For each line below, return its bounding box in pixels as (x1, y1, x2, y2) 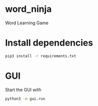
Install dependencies (5, 37, 93, 49)
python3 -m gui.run (5, 96, 46, 101)
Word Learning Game (5, 20, 49, 26)
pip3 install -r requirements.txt (5, 53, 77, 58)
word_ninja (5, 3, 52, 15)
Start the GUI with (5, 87, 42, 93)
